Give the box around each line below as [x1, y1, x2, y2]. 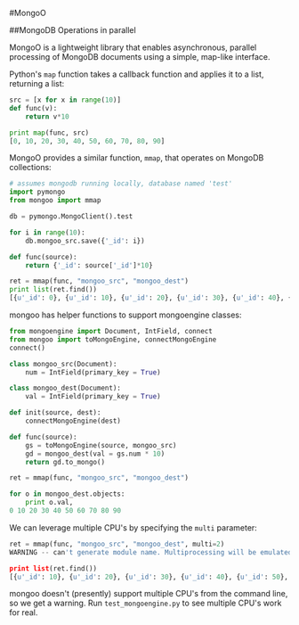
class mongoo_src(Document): [9, 359, 117, 368]
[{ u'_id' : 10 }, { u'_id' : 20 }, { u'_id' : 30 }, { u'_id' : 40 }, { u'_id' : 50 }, [9, 572, 289, 581]
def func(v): [9, 103, 58, 112]
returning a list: [9, 78, 65, 88]
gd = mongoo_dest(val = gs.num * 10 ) [25, 449, 166, 458]
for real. [9, 607, 38, 618]
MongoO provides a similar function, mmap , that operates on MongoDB [9, 152, 264, 163]
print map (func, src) [9, 128, 90, 137]
